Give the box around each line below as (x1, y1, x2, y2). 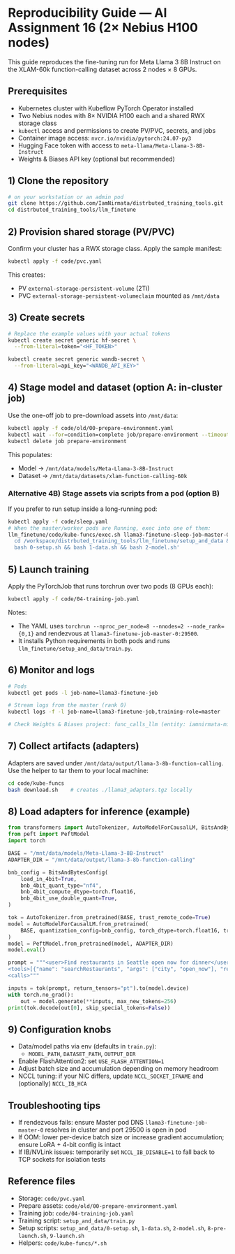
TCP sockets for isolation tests (17, 1155, 106, 1164)
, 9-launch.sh (46, 1231, 84, 1239)
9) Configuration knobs (8, 1023, 112, 1035)
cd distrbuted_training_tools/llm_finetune (8, 206, 137, 214)
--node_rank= (186, 623, 225, 630)
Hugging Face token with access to (17, 141, 120, 150)
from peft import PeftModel (8, 830, 90, 838)
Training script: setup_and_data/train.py (17, 1216, 135, 1225)
